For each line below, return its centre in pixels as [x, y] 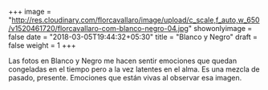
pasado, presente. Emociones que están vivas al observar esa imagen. [125, 78]
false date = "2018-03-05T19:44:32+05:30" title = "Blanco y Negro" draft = [133, 37]
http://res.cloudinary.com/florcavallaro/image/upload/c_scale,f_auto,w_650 [136, 20]
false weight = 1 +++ [42, 45]
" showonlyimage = [220, 28]
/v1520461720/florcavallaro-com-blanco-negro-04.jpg [98, 28]
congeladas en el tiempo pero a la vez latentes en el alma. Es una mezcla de [134, 69]
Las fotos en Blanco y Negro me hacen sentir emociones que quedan [123, 61]
